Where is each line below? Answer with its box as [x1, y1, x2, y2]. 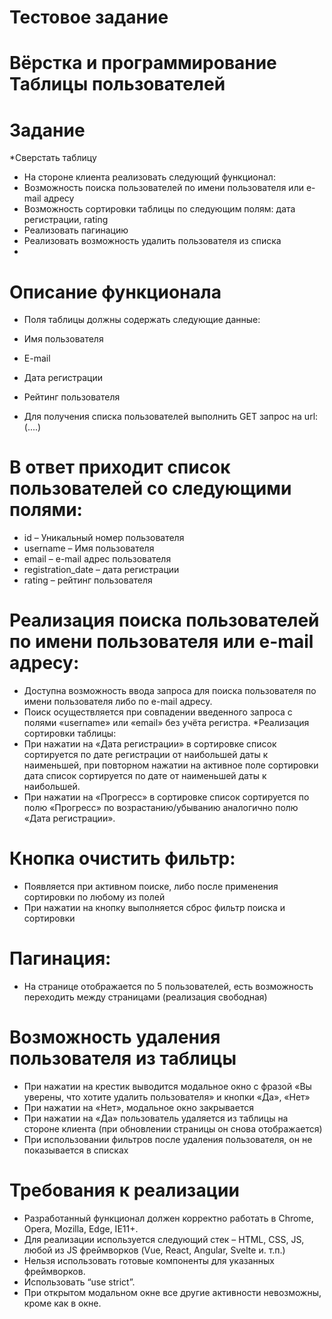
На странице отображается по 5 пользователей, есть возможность [23, 981, 314, 992]
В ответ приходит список [9, 456, 231, 479]
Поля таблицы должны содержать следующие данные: [23, 314, 261, 326]
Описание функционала [9, 281, 222, 303]
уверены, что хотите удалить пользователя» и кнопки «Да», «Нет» [23, 1091, 311, 1103]
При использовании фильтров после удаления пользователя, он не [23, 1133, 313, 1145]
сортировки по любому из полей [23, 891, 166, 903]
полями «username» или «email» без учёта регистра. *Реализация [23, 717, 310, 729]
